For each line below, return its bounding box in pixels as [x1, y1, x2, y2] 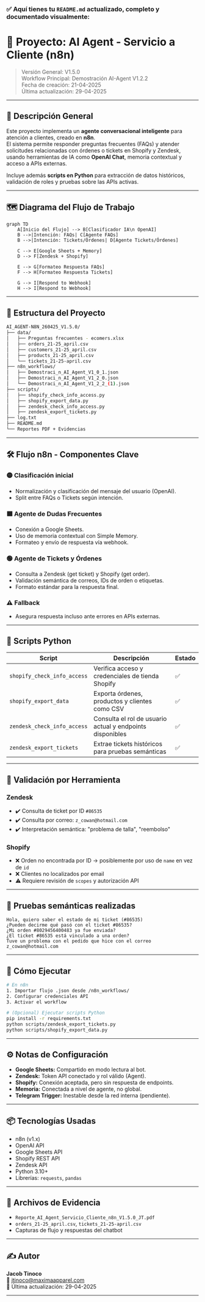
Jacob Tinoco [6, 1270, 42, 1278]
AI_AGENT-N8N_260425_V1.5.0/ [6, 324, 81, 330]
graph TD [6, 222, 29, 228]
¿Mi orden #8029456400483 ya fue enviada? [6, 927, 116, 934]
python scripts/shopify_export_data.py [6, 1027, 108, 1033]
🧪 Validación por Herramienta [6, 775, 121, 785]
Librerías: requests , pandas [15, 1174, 82, 1181]
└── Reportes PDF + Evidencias [6, 426, 86, 432]
